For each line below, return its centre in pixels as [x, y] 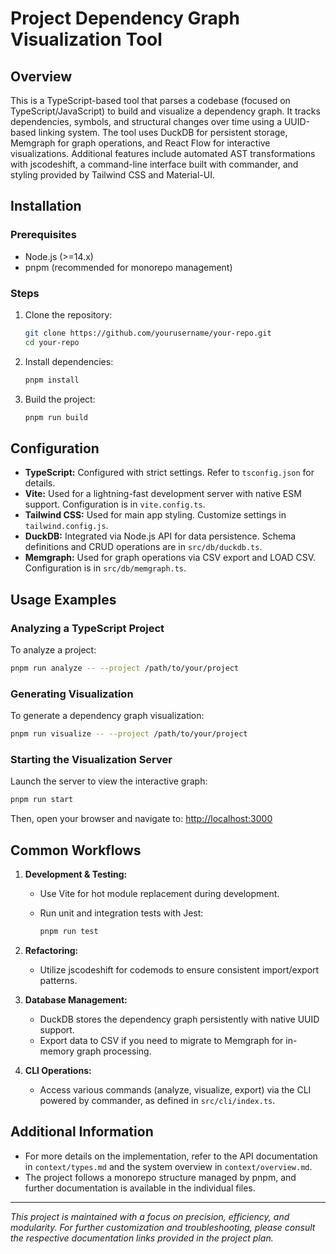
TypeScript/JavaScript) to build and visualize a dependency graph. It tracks [165, 111]
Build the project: [60, 399]
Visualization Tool [86, 39]
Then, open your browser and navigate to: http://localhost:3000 [141, 819]
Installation [46, 206]
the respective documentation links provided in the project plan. [142, 1238]
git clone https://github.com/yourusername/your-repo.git [148, 333]
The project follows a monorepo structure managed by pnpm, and [160, 1177]
